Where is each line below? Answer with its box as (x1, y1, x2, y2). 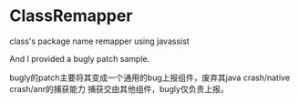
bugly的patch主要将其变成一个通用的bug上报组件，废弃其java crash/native (9, 72, 290, 83)
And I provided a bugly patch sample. (9, 53, 150, 64)
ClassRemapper (9, 5, 133, 26)
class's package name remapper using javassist (9, 36, 190, 46)
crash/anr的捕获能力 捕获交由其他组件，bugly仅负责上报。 (9, 83, 229, 94)
